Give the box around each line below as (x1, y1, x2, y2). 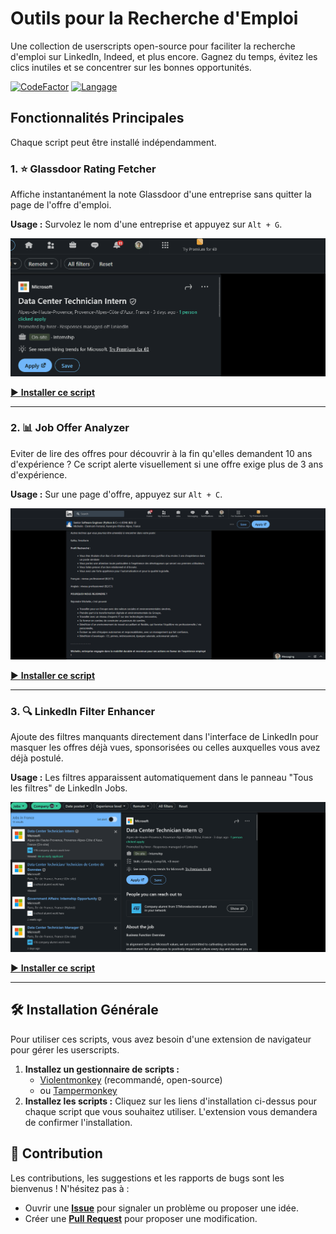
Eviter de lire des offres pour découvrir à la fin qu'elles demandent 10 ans (10, 447, 313, 459)
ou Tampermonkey (39, 1084, 118, 1096)
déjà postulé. (10, 752, 64, 764)
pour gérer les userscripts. (10, 1043, 120, 1056)
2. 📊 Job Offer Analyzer (10, 421, 130, 435)
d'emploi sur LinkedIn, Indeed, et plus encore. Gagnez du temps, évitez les (10, 50, 318, 62)
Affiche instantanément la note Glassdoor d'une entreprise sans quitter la (10, 188, 312, 201)
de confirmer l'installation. (24, 1116, 133, 1128)
